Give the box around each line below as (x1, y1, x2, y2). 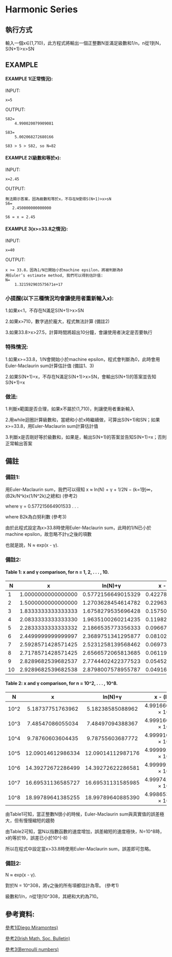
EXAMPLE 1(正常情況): (5, 76, 53, 82)
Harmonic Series (5, 4, 78, 15)
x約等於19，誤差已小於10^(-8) (5, 835, 68, 841)
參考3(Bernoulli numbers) (5, 946, 59, 952)
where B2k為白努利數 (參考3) (5, 513, 67, 520)
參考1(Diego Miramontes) (5, 925, 58, 931)
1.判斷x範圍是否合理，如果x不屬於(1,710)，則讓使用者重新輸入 (5, 405, 135, 412)
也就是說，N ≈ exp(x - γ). (5, 541, 59, 548)
